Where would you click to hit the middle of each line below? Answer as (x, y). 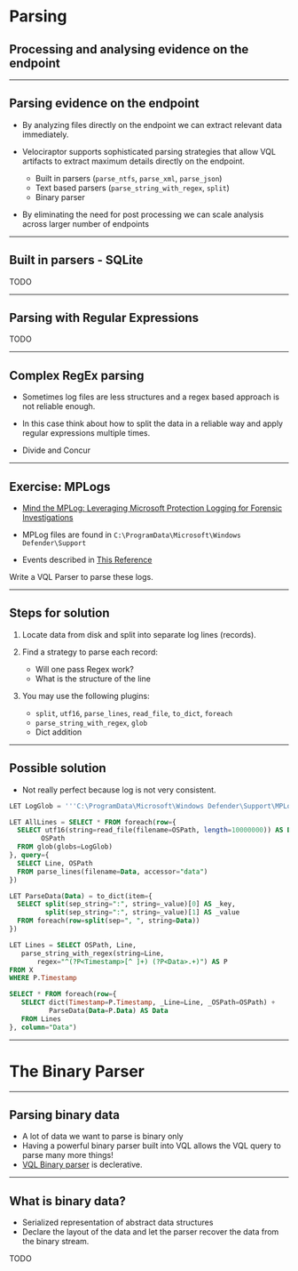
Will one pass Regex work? (85, 669)
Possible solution (58, 768)
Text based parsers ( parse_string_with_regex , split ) (133, 188)
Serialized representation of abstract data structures (118, 1223)
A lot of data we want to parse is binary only (102, 1137)
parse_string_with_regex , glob (91, 722)
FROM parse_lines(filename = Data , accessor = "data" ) (113, 872)
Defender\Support (54, 543)
